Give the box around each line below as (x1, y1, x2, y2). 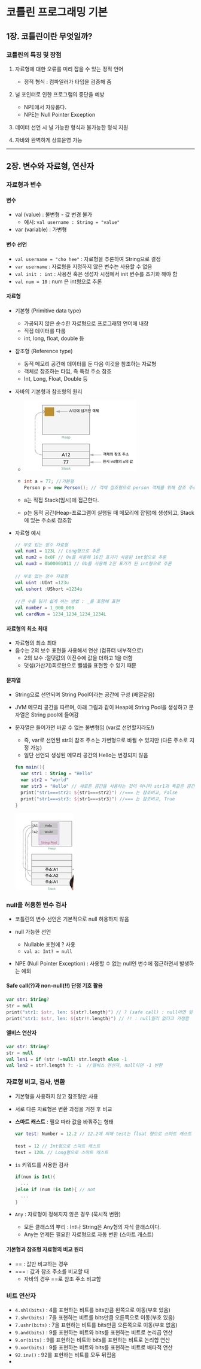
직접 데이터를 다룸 (23, 327, 66, 334)
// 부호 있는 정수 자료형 (14, 542, 69, 548)
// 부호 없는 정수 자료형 (14, 573, 69, 579)
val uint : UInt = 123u (14, 579, 69, 585)
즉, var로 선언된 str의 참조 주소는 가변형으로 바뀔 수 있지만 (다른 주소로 (23, 737, 188, 744)
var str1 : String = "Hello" (20, 770, 93, 777)
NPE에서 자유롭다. (23, 103, 67, 111)
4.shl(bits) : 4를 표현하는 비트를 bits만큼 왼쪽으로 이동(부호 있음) (14, 1306, 170, 1313)
